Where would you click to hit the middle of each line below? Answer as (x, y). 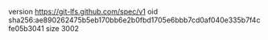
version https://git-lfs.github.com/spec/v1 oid (83, 12)
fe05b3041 (26, 28)
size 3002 (62, 28)
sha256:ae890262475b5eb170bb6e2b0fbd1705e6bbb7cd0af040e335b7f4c (134, 20)
